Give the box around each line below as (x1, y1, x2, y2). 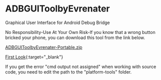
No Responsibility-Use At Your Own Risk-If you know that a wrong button (5, 29, 156, 35)
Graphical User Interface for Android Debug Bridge (5, 19, 110, 25)
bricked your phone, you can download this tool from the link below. (5, 34, 145, 40)
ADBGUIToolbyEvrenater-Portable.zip (5, 44, 82, 50)
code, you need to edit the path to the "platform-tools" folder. (5, 68, 132, 75)
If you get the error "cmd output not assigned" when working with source (5, 63, 156, 69)
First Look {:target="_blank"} (5, 53, 63, 60)
